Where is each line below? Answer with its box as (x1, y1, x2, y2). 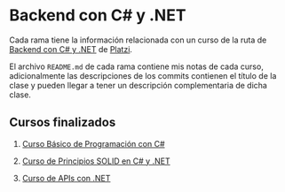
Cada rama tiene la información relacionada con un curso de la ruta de (9, 35, 267, 45)
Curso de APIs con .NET (21, 173, 111, 183)
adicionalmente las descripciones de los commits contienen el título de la (9, 70, 277, 81)
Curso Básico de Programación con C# (21, 138, 166, 149)
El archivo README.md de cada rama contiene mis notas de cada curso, (9, 61, 264, 72)
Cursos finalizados (9, 115, 116, 130)
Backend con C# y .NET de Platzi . (9, 43, 133, 54)
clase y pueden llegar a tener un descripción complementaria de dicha (9, 80, 268, 90)
